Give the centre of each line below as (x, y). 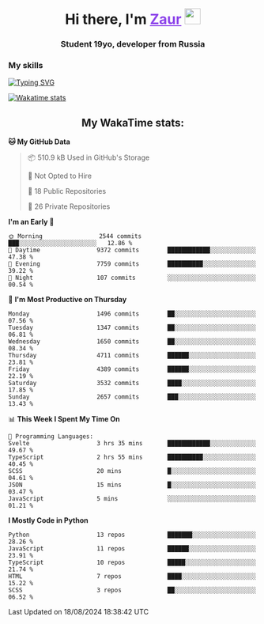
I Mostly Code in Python (48, 520)
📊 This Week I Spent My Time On (64, 419)
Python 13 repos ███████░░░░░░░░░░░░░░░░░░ (132, 535)
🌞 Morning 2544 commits (75, 236)
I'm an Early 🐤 (31, 222)
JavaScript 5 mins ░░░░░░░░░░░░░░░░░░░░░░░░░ (132, 499)
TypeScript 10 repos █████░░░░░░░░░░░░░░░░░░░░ (132, 563)
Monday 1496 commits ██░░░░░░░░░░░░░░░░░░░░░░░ (132, 314)
